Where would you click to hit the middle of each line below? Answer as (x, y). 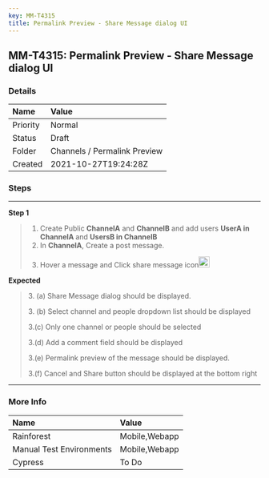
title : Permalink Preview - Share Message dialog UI (98, 23)
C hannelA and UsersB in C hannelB (98, 237)
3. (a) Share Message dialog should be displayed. (109, 296)
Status (24, 139)
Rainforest (32, 436)
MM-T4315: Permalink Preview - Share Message (131, 56)
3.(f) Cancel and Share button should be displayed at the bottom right (143, 374)
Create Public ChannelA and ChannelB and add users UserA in (145, 228)
